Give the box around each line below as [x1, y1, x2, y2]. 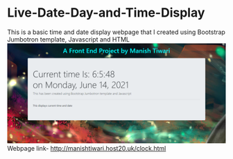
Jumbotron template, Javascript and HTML [7, 35, 130, 43]
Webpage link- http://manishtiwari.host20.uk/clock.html [7, 144, 166, 153]
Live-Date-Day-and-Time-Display [7, 5, 205, 21]
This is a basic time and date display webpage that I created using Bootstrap [7, 28, 225, 36]
